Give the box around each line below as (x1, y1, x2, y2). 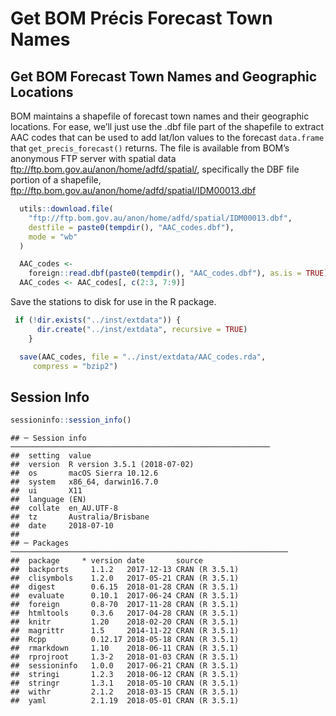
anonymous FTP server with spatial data (10, 153, 177, 164)
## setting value (10, 451, 92, 461)
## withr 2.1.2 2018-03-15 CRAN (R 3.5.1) (10, 687, 240, 697)
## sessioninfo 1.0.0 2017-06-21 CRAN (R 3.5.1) (10, 661, 240, 671)
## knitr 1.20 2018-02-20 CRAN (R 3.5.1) (10, 617, 240, 627)
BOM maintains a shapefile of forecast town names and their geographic (10, 110, 310, 122)
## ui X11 (10, 486, 83, 496)
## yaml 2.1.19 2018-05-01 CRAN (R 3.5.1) (10, 696, 240, 706)
